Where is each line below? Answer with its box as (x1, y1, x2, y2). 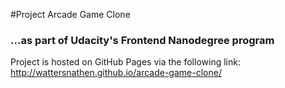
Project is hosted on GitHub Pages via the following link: (10, 56, 241, 68)
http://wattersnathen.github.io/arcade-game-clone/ (10, 67, 222, 79)
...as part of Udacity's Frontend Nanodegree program (10, 33, 275, 47)
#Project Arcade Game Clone (10, 9, 131, 20)
